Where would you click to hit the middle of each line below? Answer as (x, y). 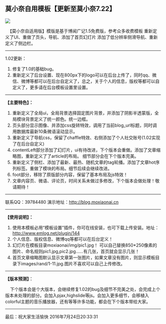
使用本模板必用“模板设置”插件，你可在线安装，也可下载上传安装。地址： (86, 227)
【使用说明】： (19, 217)
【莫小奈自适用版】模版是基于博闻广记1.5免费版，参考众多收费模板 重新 (80, 31)
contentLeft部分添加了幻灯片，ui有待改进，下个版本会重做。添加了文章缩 (86, 150)
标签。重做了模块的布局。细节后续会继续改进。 (64, 168)
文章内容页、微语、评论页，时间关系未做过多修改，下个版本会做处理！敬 (86, 180)
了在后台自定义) (28, 144)
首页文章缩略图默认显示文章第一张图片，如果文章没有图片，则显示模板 (84, 257)
